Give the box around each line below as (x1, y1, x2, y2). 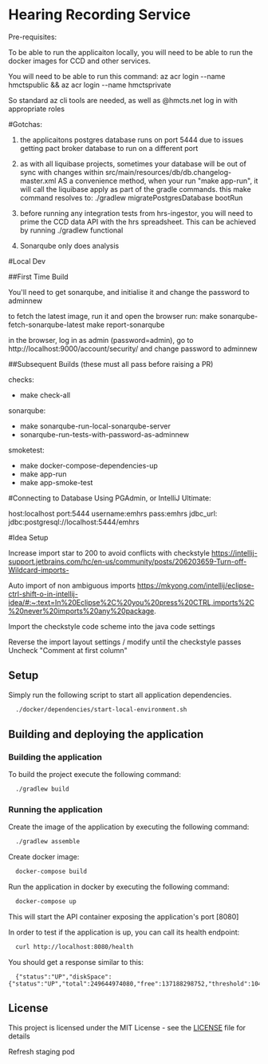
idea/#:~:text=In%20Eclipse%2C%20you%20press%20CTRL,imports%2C (8, 597, 255, 607)
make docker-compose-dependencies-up (19, 460, 158, 470)
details (8, 1031, 30, 1041)
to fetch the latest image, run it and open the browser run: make (8, 311, 218, 321)
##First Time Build (8, 272, 69, 281)
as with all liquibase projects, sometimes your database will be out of (19, 158, 247, 169)
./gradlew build (15, 785, 69, 793)
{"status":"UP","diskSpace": (15, 973, 112, 981)
